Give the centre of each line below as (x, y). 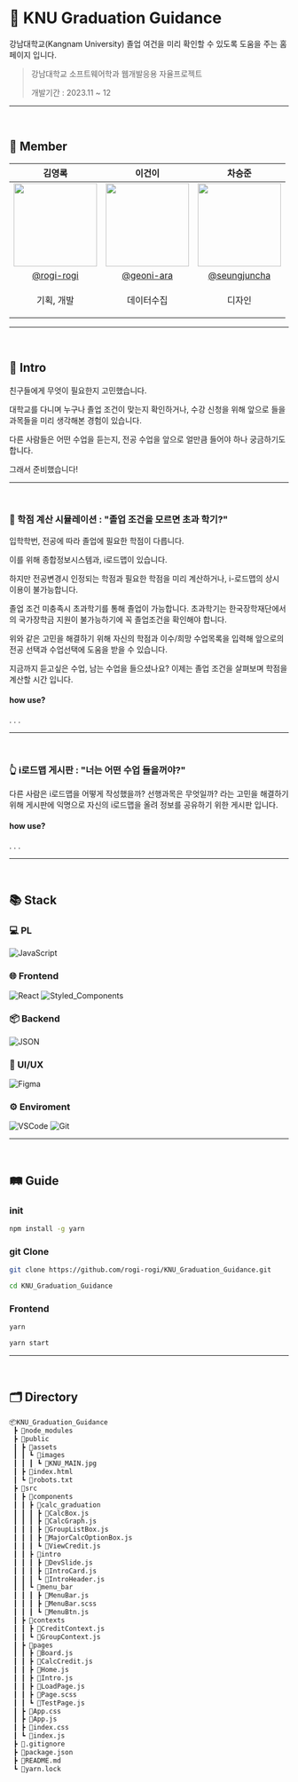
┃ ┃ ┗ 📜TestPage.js (49, 1703)
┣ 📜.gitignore (39, 1744)
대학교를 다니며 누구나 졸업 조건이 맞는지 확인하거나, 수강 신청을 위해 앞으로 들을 (148, 409)
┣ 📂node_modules (43, 1431)
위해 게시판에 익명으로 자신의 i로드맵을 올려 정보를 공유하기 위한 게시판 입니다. (144, 805)
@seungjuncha (239, 275)
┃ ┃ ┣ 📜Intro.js (43, 1678)
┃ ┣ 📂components (43, 1496)
